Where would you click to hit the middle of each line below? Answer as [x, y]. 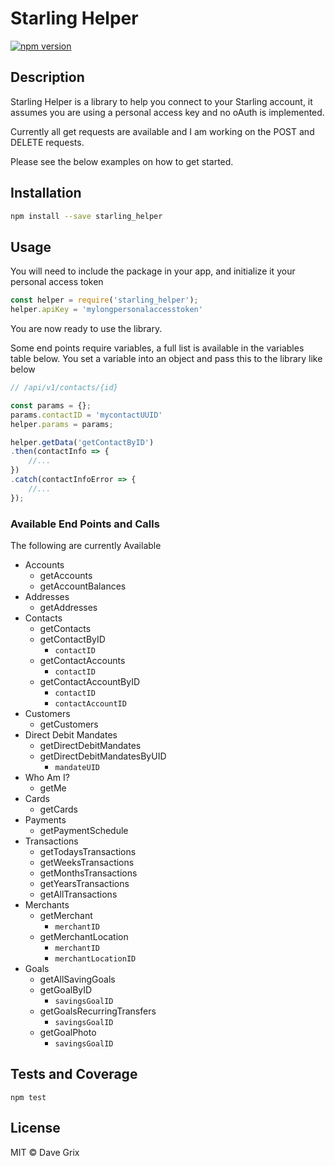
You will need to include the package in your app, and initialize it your [153, 271]
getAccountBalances [83, 586]
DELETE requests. [47, 142]
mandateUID [77, 767]
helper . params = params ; [62, 424]
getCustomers [69, 724]
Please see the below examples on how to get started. [122, 161]
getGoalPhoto [68, 1032]
